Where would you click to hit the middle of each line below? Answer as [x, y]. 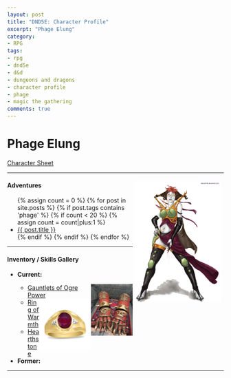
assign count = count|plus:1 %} [61, 222]
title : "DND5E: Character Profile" [58, 22]
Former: [29, 361]
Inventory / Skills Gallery [43, 259]
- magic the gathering [40, 102]
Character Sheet [30, 162]
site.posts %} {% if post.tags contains [71, 208]
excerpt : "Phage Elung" [41, 29]
